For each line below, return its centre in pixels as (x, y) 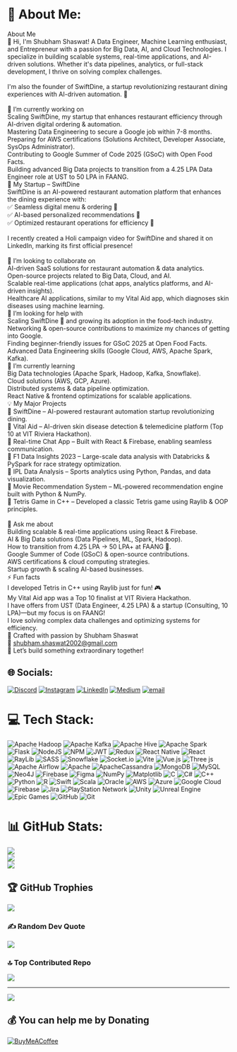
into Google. (25, 336)
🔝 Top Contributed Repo (49, 962)
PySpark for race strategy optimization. (65, 464)
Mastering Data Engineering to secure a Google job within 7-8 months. (110, 131)
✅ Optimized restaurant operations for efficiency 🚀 (81, 223)
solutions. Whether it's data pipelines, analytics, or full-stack (115, 64)
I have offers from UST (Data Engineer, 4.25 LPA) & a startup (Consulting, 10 (118, 605)
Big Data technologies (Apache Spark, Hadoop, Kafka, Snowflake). (104, 373)
